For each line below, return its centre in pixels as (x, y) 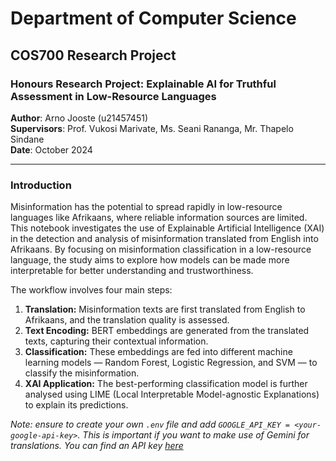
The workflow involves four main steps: (91, 290)
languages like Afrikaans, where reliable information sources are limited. (159, 218)
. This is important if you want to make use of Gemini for (193, 435)
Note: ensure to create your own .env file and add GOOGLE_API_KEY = (150, 424)
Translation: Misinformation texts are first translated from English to (165, 309)
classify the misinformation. (82, 373)
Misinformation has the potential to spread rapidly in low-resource (146, 207)
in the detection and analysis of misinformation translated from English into (164, 239)
